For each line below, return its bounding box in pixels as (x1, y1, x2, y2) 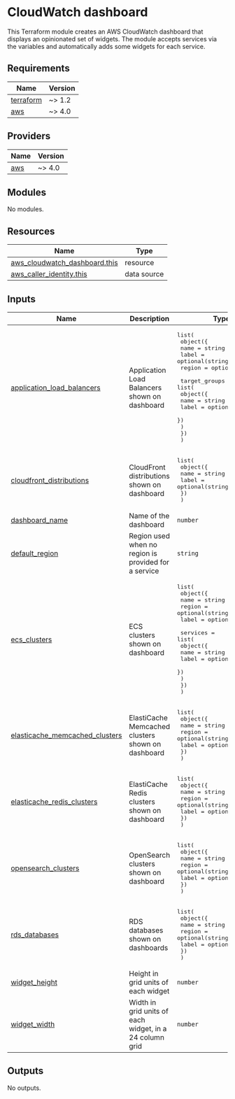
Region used (129, 531, 170, 541)
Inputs (7, 293, 36, 305)
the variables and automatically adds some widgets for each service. (7, 42, 206, 50)
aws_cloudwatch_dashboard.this (10, 258, 118, 268)
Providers (7, 130, 51, 142)
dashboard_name (10, 516, 69, 525)
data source (124, 269, 164, 279)
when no (129, 540, 157, 549)
